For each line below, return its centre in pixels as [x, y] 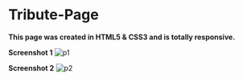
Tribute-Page [54, 15]
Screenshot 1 [31, 52]
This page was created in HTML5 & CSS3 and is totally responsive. [122, 37]
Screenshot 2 [31, 68]
